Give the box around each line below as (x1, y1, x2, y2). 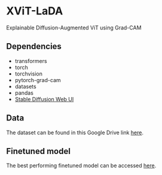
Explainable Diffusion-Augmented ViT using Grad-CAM (6, 24, 142, 31)
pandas (14, 89, 34, 96)
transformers (14, 57, 47, 64)
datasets (14, 83, 37, 90)
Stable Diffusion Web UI (14, 95, 74, 102)
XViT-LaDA (6, 4, 63, 18)
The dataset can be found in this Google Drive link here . (6, 129, 143, 136)
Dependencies (6, 41, 62, 52)
